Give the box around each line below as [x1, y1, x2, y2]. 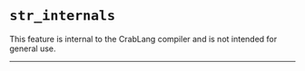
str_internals [9, 7, 116, 24]
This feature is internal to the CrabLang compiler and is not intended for [9, 33, 278, 44]
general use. [9, 43, 56, 54]
